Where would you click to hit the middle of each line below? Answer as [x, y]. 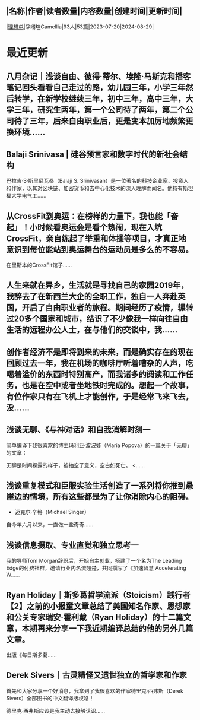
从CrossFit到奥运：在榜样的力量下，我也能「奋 [92, 216]
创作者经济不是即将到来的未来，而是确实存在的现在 [100, 352]
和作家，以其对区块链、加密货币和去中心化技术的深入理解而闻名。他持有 [94, 188]
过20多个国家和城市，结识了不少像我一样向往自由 [97, 319]
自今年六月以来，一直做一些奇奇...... [50, 525]
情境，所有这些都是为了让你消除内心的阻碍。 [111, 497]
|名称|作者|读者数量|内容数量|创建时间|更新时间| [94, 11]
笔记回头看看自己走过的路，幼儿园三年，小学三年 [96, 88]
